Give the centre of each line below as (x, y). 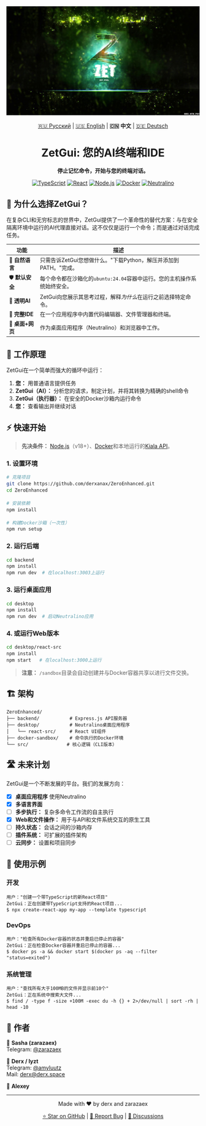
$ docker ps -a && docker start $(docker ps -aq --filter (82, 952)
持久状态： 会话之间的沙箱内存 (54, 827)
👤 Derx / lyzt (22, 1062)
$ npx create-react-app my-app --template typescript (77, 910)
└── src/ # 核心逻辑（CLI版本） (62, 744)
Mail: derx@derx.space (36, 1074)
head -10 (17, 1008)
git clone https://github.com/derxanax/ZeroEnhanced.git (81, 484)
